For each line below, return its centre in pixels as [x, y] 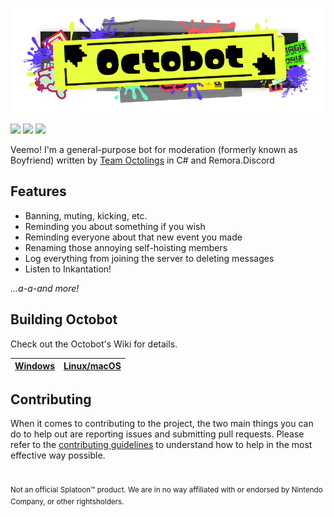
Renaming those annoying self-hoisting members [126, 247]
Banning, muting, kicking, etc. [86, 215]
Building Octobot [64, 319]
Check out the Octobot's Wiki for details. [94, 344]
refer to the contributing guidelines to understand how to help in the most [161, 445]
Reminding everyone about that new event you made [133, 237]
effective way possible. [58, 455]
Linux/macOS [92, 366]
